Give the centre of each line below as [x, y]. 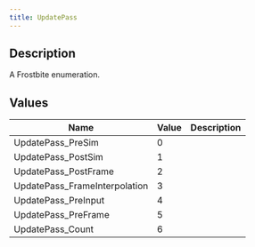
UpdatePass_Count [54, 229]
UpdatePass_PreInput [59, 201]
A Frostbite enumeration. [55, 75]
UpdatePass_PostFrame [64, 171]
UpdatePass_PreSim [57, 143]
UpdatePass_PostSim [59, 157]
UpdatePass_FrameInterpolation [81, 186]
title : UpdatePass [43, 17]
